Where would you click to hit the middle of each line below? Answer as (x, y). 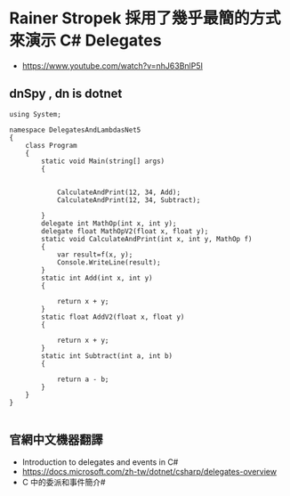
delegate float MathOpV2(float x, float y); (125, 231)
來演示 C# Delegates (85, 41)
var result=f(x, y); (95, 255)
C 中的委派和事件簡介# (64, 482)
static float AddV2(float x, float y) (113, 317)
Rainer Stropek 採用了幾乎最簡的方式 (145, 18)
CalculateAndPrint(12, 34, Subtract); (129, 200)
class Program (51, 145)
